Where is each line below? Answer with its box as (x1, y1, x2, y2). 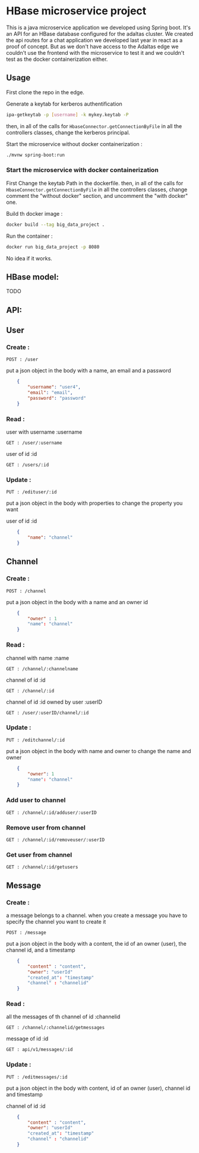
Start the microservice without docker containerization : (6, 140, 143, 147)
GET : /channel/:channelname (6, 666, 78, 672)
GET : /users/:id (6, 462, 49, 468)
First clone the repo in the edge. (6, 88, 85, 96)
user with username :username (6, 428, 83, 436)
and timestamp (6, 1090, 43, 1098)
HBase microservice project (6, 4, 147, 18)
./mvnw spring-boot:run (6, 152, 65, 158)
